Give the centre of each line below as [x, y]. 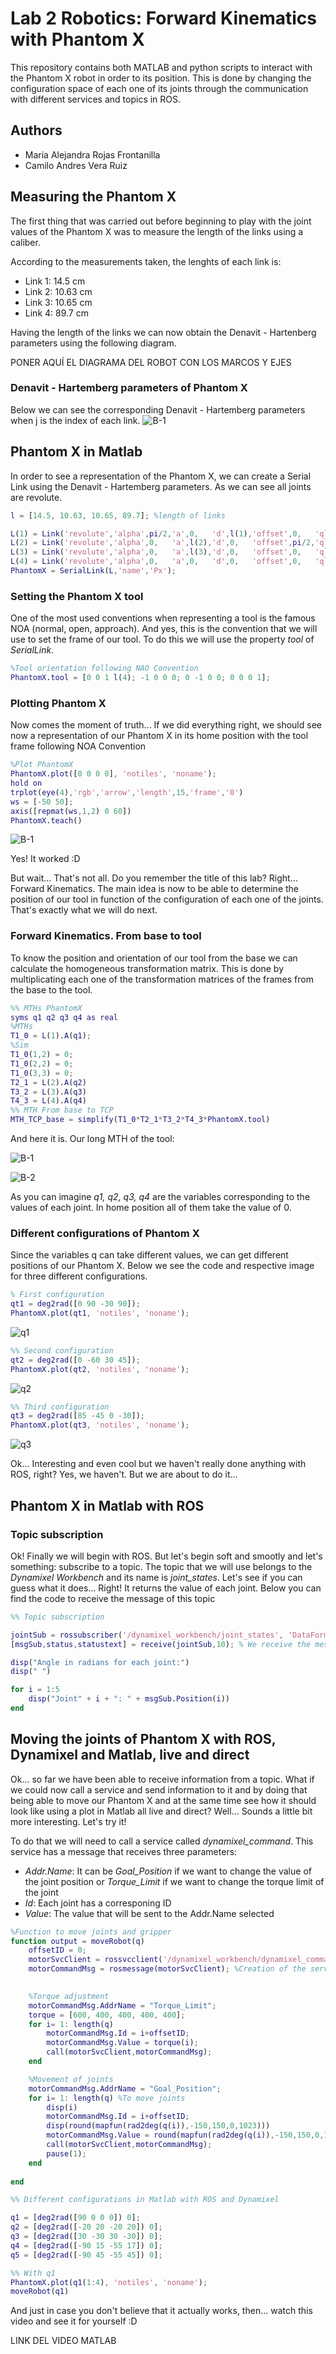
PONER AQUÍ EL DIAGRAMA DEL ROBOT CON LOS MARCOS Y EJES [151, 362]
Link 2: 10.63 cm [58, 291]
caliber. [25, 242]
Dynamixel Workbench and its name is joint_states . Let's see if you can [156, 1577]
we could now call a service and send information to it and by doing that [159, 1789]
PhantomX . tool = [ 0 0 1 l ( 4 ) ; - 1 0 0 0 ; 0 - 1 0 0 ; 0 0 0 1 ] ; [140, 678]
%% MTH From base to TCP [62, 1110]
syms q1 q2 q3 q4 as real [64, 1017]
